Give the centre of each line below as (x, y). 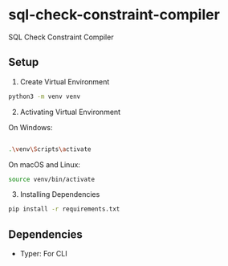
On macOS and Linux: (44, 164)
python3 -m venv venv (45, 96)
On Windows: (31, 127)
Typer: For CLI (44, 254)
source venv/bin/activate (51, 179)
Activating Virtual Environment (70, 112)
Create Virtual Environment (65, 81)
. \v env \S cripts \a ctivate (50, 149)
